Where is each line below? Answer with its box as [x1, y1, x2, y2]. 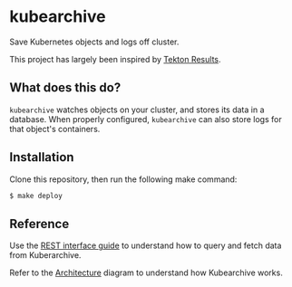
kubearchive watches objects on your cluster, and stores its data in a [9, 104, 265, 115]
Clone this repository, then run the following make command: [9, 174, 238, 185]
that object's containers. [9, 123, 101, 134]
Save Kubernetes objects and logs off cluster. [9, 36, 180, 47]
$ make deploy [9, 191, 63, 200]
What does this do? [9, 80, 122, 96]
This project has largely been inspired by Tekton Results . [9, 53, 221, 64]
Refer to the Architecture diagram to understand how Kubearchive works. [9, 267, 283, 278]
